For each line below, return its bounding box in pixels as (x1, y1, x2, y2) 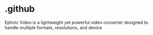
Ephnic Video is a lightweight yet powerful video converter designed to (4, 19, 149, 25)
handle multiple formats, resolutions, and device (4, 24, 102, 30)
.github (4, 3, 35, 15)
